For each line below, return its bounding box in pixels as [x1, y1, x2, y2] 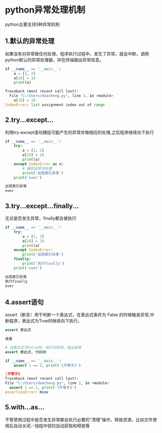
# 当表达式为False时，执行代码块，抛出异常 [5, 345, 82, 350]
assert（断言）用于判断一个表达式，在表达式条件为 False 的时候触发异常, [5, 312, 150, 318]
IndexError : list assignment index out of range [5, 102, 105, 107]
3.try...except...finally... [5, 202, 79, 210]
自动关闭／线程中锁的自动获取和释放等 [13, 423, 90, 429]
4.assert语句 [5, 298, 44, 306]
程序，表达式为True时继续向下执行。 [9, 318, 82, 324]
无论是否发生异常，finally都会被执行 [5, 216, 76, 221]
